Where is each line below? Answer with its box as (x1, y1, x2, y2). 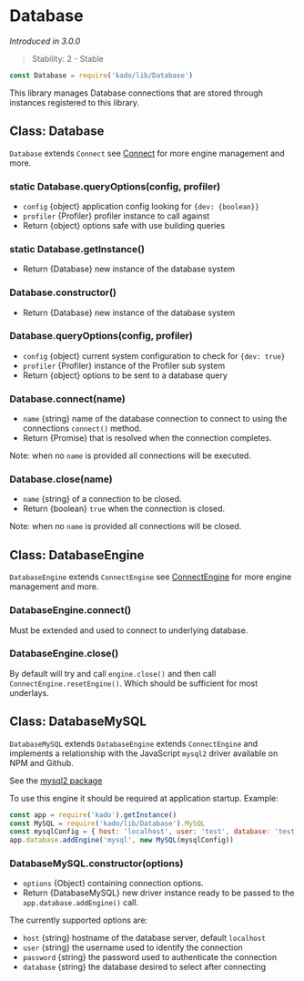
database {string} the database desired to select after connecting (22, 962, 267, 973)
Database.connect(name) (9, 393, 126, 405)
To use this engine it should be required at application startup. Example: (9, 792, 279, 803)
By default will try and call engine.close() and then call (9, 668, 217, 679)
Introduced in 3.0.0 (9, 36, 81, 46)
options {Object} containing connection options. (22, 878, 204, 889)
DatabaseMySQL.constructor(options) (9, 857, 184, 870)
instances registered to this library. (9, 97, 139, 107)
